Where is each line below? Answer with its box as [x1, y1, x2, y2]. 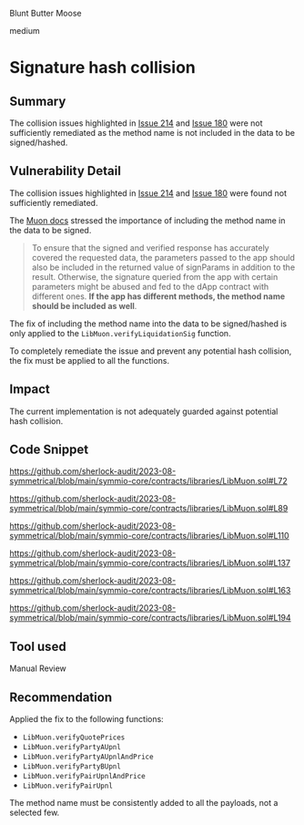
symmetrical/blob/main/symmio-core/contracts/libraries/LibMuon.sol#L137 [9, 558, 291, 569]
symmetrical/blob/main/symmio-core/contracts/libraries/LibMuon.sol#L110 [9, 531, 289, 541]
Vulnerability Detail [9, 163, 121, 179]
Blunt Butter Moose [9, 8, 82, 18]
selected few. [9, 807, 60, 819]
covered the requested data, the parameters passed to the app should [31, 252, 296, 263]
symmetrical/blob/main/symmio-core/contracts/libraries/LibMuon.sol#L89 [9, 503, 289, 514]
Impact [9, 382, 50, 397]
